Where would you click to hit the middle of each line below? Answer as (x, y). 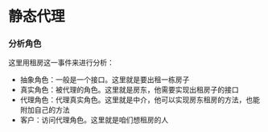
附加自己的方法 (45, 110)
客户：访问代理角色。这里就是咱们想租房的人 (94, 120)
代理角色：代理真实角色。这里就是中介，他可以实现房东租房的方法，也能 (140, 100)
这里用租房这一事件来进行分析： (61, 63)
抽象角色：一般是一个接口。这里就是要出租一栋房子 (105, 80)
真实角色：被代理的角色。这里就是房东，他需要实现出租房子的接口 (129, 90)
